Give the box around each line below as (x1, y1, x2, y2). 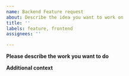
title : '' (6, 20, 31, 26)
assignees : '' (6, 31, 42, 37)
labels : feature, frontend (6, 25, 73, 32)
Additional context (6, 64, 54, 72)
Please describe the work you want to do (6, 53, 109, 60)
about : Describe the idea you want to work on (6, 14, 124, 20)
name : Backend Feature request (6, 8, 84, 15)
